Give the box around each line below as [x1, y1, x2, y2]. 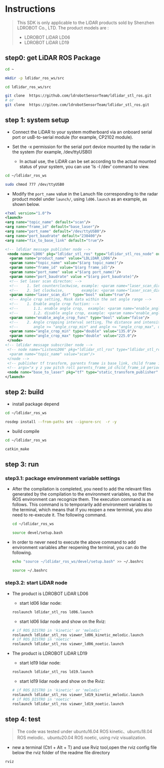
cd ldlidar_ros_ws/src [5, 84, 51, 89]
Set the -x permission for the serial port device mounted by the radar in [12, 144, 156, 149]
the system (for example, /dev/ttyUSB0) [12, 149, 92, 155]
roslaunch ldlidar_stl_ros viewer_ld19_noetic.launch [12, 701, 124, 706]
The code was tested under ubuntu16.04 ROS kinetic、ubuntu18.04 [17, 729, 153, 735]
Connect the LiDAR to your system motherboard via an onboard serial [12, 129, 152, 135]
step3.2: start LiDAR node [5, 579, 67, 586]
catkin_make [5, 446, 29, 451]
